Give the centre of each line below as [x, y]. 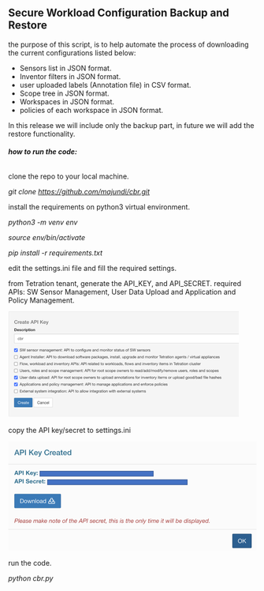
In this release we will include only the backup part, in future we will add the [131, 125]
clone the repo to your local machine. [69, 176]
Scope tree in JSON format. [64, 93]
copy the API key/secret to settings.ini [70, 431]
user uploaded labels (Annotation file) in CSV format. [105, 85]
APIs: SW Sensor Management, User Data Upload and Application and [122, 292]
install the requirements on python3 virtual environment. [99, 207]
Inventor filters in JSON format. [70, 76]
